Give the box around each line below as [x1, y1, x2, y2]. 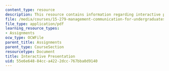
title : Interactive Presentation [5, 53, 75, 59]
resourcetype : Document [5, 49, 55, 54]
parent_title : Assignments [5, 40, 62, 45]
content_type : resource [5, 7, 55, 12]
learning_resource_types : [5, 26, 59, 31]
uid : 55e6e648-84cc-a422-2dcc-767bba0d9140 [5, 58, 98, 63]
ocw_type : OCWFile [5, 35, 44, 40]
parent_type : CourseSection [5, 44, 64, 49]
